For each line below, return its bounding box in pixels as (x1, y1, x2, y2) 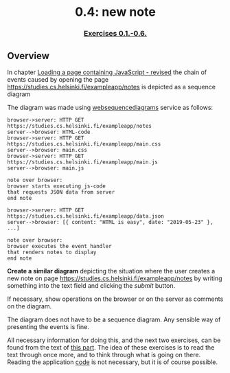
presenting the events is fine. (7, 322, 89, 330)
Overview (7, 49, 50, 62)
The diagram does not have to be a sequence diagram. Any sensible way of (7, 315, 221, 324)
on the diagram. (7, 302, 52, 310)
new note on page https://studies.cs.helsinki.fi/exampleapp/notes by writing (7, 274, 222, 282)
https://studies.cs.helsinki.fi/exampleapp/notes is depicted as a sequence (7, 82, 216, 91)
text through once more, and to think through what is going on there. (7, 350, 201, 359)
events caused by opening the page (7, 75, 108, 83)
